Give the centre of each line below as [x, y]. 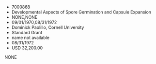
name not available [30, 38]
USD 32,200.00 [27, 48]
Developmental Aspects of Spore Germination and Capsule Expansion [81, 12]
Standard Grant [27, 32]
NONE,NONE [24, 17]
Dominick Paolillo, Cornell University [48, 27]
